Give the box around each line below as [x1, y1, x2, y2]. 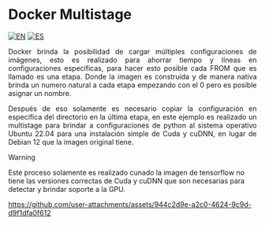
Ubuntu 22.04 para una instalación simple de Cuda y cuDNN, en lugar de [8, 128, 257, 138]
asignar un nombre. [8, 88, 72, 98]
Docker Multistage [8, 6, 132, 24]
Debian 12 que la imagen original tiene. [8, 137, 134, 146]
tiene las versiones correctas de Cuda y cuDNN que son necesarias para [8, 175, 245, 186]
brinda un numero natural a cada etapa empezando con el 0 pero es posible [8, 80, 257, 90]
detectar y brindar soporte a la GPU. [8, 184, 126, 194]
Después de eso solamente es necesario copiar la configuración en [8, 104, 257, 113]
